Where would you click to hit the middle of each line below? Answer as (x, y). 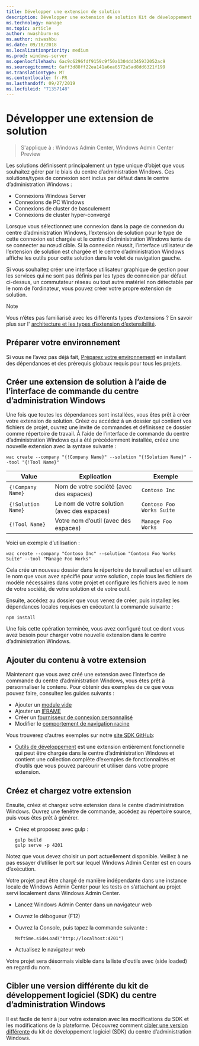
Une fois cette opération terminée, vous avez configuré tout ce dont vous (95, 629)
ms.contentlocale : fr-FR (37, 78)
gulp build (28, 840)
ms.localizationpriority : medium (47, 51)
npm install (21, 618)
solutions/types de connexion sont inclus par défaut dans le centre (88, 178)
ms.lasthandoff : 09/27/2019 (41, 84)
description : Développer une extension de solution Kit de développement (99, 17)
